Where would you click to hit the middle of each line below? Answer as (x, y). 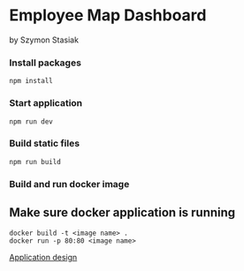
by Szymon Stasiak (44, 40)
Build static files (45, 144)
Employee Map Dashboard (108, 15)
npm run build (35, 162)
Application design (43, 257)
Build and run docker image (69, 184)
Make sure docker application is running (122, 213)
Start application (46, 103)
